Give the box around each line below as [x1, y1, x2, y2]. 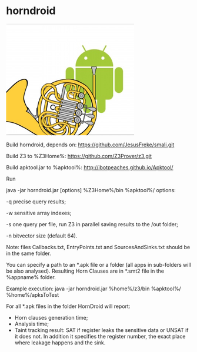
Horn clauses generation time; [14, 314, 88, 321]
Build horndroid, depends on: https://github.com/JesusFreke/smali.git [6, 141, 175, 148]
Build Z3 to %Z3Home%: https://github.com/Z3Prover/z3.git [6, 152, 152, 159]
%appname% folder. [6, 273, 56, 280]
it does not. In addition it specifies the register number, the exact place [14, 333, 186, 340]
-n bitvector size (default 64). [6, 232, 78, 239]
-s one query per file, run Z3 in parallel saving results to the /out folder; [6, 220, 178, 227]
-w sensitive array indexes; [6, 209, 72, 216]
